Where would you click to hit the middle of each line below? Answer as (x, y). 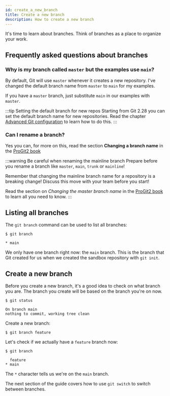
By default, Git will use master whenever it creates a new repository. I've (80, 81)
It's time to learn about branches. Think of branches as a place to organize (83, 34)
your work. (16, 39)
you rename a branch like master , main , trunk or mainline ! (65, 166)
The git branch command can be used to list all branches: (66, 225)
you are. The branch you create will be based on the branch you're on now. (84, 291)
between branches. (26, 389)
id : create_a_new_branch (31, 10)
